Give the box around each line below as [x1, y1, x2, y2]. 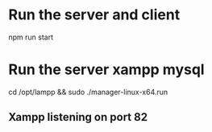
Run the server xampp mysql [8, 60, 205, 79]
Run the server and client [8, 6, 181, 24]
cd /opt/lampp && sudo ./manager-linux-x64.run [8, 87, 168, 97]
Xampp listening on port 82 [8, 110, 148, 124]
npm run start [8, 32, 54, 42]
